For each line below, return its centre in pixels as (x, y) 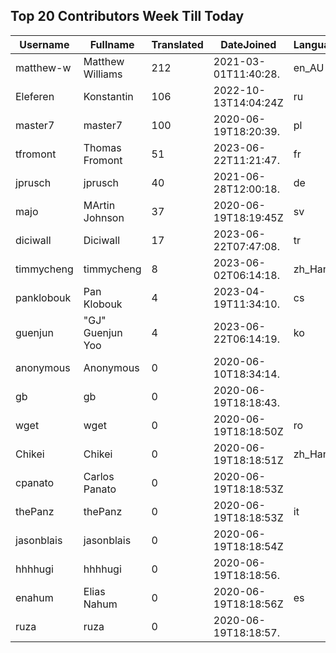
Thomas (102, 147)
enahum (34, 597)
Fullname (112, 44)
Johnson (104, 217)
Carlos (99, 476)
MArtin (99, 205)
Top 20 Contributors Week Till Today (127, 16)
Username (44, 44)
